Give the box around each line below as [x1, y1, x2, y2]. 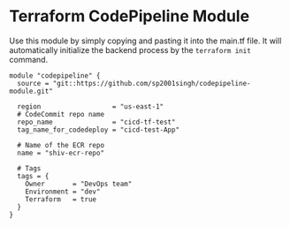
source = [17, 79, 50, 87]
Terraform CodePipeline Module [9, 6, 250, 26]
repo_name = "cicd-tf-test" [17, 117, 176, 126]
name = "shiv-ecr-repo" [17, 148, 104, 157]
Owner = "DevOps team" [25, 179, 133, 188]
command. [9, 54, 49, 64]
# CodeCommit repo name [17, 110, 104, 118]
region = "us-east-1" [17, 102, 164, 111]
